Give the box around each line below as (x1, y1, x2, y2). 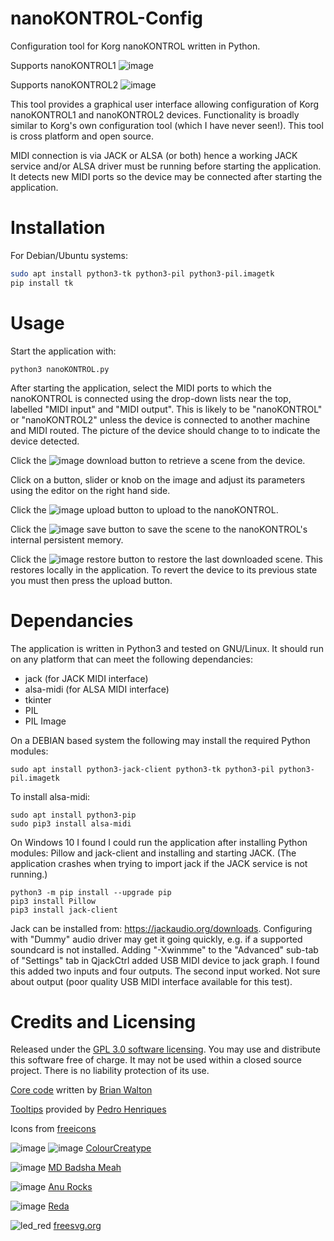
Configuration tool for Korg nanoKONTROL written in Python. (10, 40, 261, 52)
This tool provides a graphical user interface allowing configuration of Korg (10, 98, 320, 110)
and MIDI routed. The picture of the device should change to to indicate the (10, 424, 321, 436)
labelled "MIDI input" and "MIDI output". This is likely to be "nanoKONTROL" (10, 403, 323, 415)
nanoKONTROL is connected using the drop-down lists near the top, (10, 392, 292, 404)
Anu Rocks (48, 1181, 93, 1193)
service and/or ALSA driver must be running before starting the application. (10, 160, 322, 172)
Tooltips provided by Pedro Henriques (10, 1103, 167, 1116)
